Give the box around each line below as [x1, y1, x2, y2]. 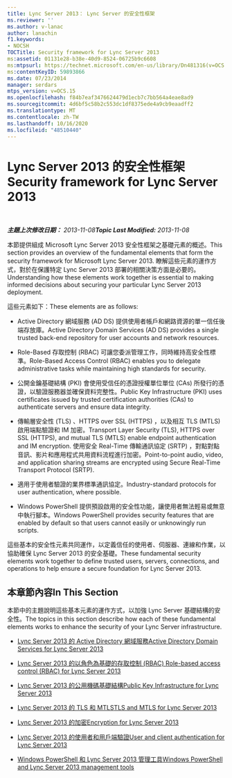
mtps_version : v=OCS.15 [7, 88, 76, 95]
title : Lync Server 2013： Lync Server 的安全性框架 [7, 10, 155, 17]
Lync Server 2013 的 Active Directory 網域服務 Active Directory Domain [17, 637, 218, 645]
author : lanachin [7, 29, 57, 37]
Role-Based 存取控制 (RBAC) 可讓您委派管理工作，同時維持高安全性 [17, 348, 210, 357]
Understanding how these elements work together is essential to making [7, 273, 214, 282]
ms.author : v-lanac [7, 23, 64, 30]
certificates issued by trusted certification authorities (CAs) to [17, 396, 194, 404]
